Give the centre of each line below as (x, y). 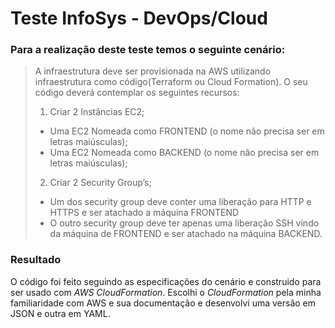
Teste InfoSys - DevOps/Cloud (139, 18)
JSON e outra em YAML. (60, 313)
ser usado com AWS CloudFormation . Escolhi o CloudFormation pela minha (166, 292)
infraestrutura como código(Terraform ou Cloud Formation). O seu (171, 82)
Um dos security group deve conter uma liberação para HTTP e (180, 202)
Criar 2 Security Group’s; (100, 183)
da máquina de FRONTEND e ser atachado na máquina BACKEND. (186, 234)
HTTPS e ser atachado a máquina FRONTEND (144, 213)
